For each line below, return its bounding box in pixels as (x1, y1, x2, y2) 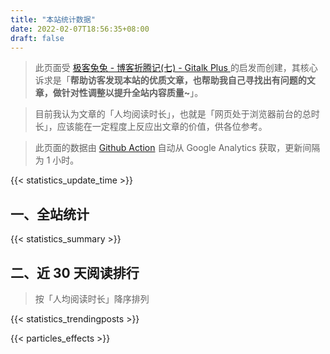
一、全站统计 (10, 206, 90, 223)
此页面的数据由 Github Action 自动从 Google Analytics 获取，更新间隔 (34, 142, 321, 154)
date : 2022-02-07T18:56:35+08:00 (10, 24, 150, 34)
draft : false (10, 33, 65, 43)
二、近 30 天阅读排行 (10, 264, 140, 281)
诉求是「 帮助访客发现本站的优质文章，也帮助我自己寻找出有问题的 (34, 74, 307, 86)
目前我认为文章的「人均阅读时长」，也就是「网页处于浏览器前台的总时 (34, 108, 320, 120)
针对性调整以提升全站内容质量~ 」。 (61, 87, 204, 99)
